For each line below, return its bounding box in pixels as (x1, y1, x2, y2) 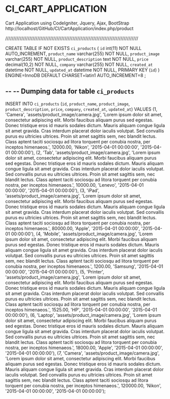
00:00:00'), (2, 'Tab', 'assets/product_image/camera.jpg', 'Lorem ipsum (11, 149, 161, 156)
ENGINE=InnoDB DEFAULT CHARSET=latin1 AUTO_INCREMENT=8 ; (5, 72, 146, 78)
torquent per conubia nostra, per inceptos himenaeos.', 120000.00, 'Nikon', (5, 382, 162, 388)
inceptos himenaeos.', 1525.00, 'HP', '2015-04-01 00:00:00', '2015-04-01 (5, 307, 157, 313)
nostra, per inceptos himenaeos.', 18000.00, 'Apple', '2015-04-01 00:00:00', (5, 344, 163, 351)
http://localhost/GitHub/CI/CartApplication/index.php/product (5, 25, 133, 31)
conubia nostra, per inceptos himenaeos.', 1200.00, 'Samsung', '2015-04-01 (5, 263, 163, 269)
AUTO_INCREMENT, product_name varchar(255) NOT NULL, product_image (5, 51, 160, 57)
